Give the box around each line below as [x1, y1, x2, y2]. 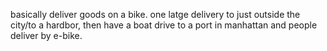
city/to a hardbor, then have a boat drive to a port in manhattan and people [10, 19, 318, 31]
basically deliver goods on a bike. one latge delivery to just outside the [10, 9, 301, 20]
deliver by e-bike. [10, 30, 83, 41]
